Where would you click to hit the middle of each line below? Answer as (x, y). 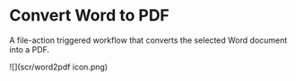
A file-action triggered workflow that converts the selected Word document (148, 40)
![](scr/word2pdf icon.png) (59, 67)
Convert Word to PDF (90, 16)
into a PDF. (30, 49)
